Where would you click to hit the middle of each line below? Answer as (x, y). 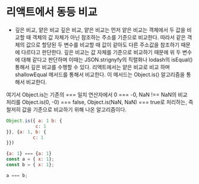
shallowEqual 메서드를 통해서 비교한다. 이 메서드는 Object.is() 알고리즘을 (100, 74)
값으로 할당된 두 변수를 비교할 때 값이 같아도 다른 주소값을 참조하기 (103, 45)
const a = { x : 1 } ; (30, 159)
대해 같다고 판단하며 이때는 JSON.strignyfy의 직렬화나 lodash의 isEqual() (107, 60)
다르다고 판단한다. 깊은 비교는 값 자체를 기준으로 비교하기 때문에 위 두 (101, 52)
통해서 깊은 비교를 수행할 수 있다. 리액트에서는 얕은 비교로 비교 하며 (92, 67)
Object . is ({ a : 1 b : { (34, 121)
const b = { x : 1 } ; (30, 165)
